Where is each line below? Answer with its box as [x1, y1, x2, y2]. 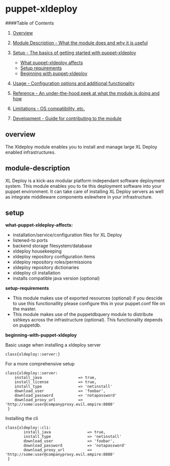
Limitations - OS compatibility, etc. [12, 105, 85, 111]
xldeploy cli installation [12, 270, 61, 276]
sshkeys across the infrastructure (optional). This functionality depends [12, 317, 163, 323]
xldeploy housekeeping [12, 248, 62, 254]
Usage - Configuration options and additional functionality [12, 80, 135, 86]
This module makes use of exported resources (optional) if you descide [12, 295, 163, 301]
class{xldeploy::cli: [5, 425, 51, 430]
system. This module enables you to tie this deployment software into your [5, 183, 162, 189]
